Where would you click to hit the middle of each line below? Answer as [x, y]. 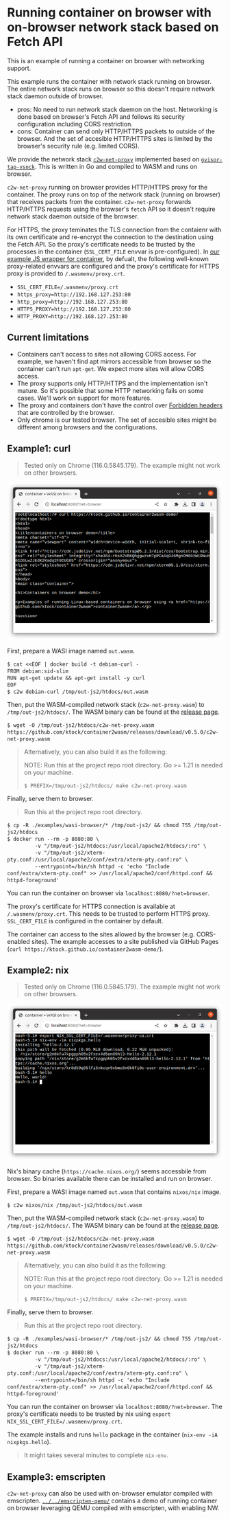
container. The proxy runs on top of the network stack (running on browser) [114, 194]
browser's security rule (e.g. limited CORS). [78, 146]
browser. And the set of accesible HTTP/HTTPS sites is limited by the [115, 138]
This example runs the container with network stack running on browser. [110, 81]
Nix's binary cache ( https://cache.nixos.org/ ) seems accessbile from [107, 1171]
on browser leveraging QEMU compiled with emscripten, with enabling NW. [113, 1508]
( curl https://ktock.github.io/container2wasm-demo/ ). [86, 949]
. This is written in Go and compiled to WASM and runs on [116, 166]
